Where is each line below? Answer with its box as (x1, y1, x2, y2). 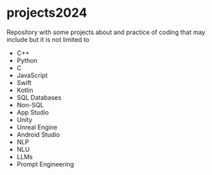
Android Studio (16, 130, 60, 139)
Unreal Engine (16, 123, 58, 131)
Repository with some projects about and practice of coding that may (6, 28, 206, 36)
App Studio (16, 108, 50, 116)
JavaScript (16, 71, 48, 79)
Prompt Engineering (16, 160, 75, 168)
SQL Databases (16, 93, 62, 102)
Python (16, 56, 38, 64)
